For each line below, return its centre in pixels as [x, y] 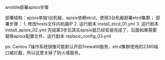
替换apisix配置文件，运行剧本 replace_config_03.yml [58, 36]
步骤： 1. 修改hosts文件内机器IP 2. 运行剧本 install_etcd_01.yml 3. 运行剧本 [84, 24]
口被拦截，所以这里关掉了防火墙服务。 [44, 53]
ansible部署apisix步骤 [27, 7]
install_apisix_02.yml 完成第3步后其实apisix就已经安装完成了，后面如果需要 [81, 30]
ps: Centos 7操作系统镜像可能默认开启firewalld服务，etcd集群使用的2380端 [82, 46]
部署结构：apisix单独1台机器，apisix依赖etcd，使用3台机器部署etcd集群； [80, 18]
